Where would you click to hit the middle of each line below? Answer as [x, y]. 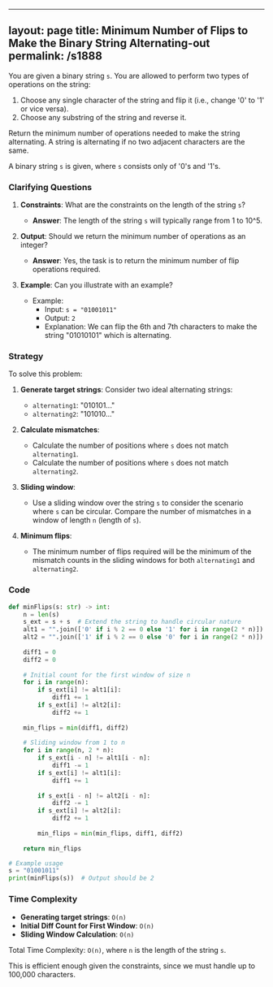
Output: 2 [60, 318]
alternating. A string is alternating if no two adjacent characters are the [127, 141]
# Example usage [36, 863]
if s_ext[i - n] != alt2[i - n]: [94, 796]
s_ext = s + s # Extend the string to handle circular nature [132, 622]
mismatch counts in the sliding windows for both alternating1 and [143, 561]
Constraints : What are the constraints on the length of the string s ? [133, 205]
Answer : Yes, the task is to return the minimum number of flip [136, 261]
